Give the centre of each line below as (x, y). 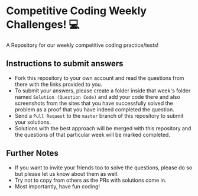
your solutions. (33, 122)
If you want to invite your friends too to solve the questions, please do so (103, 168)
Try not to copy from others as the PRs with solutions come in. (90, 180)
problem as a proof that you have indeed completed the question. (94, 109)
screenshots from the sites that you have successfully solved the (94, 103)
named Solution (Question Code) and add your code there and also (97, 97)
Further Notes (33, 153)
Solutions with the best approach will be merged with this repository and (103, 128)
